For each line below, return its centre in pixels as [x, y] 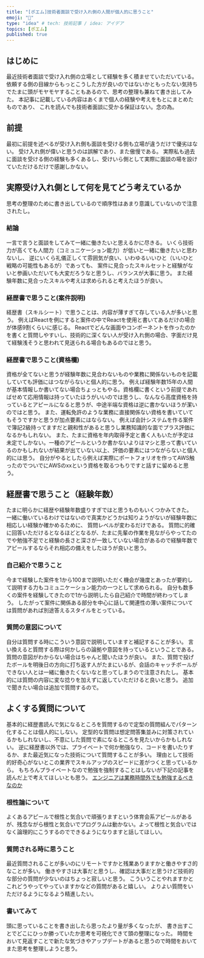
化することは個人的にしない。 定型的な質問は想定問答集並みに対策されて [97, 732]
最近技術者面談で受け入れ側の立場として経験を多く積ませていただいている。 [102, 76]
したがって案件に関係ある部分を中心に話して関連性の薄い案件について [105, 602]
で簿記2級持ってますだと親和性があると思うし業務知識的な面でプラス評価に [101, 428]
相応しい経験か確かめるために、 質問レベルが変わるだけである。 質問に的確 [101, 525]
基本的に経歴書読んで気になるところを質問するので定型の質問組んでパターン [102, 724]
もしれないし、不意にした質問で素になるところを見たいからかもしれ [102, 739]
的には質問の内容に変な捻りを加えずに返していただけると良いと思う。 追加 [100, 679]
